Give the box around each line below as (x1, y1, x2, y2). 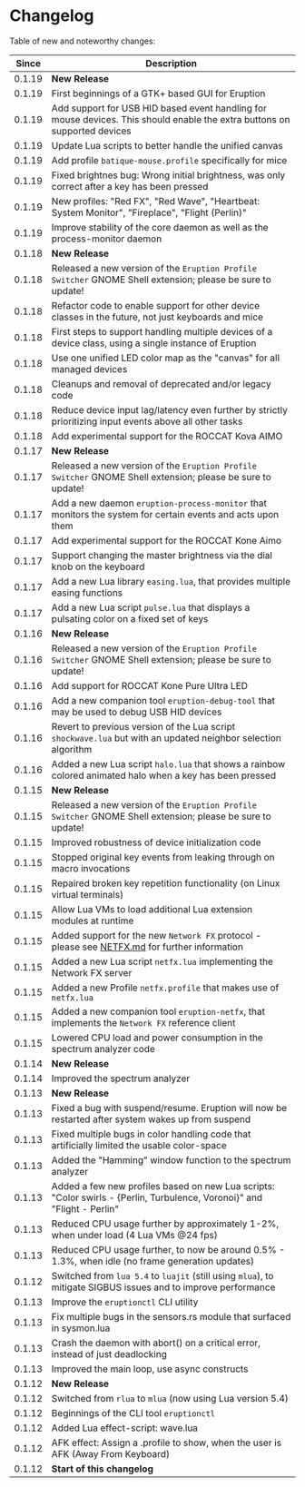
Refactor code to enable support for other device (51, 299, 261, 311)
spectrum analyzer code (51, 1042, 156, 1055)
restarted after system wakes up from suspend (51, 1113, 251, 1126)
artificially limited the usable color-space (51, 1138, 227, 1151)
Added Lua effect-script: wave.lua (51, 1422, 198, 1434)
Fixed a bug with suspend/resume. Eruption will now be (51, 1101, 288, 1114)
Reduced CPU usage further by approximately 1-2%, (51, 1217, 280, 1230)
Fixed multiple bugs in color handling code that (51, 1128, 251, 1140)
